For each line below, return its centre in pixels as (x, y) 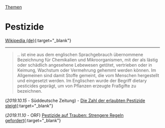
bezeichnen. (30, 91)
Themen (14, 7)
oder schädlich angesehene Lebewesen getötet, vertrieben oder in (84, 65)
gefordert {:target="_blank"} (33, 120)
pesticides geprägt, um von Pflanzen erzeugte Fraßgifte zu (77, 86)
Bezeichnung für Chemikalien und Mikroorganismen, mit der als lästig (87, 60)
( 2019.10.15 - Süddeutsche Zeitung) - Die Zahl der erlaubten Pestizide (75, 101)
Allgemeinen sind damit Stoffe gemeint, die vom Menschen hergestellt (88, 75)
